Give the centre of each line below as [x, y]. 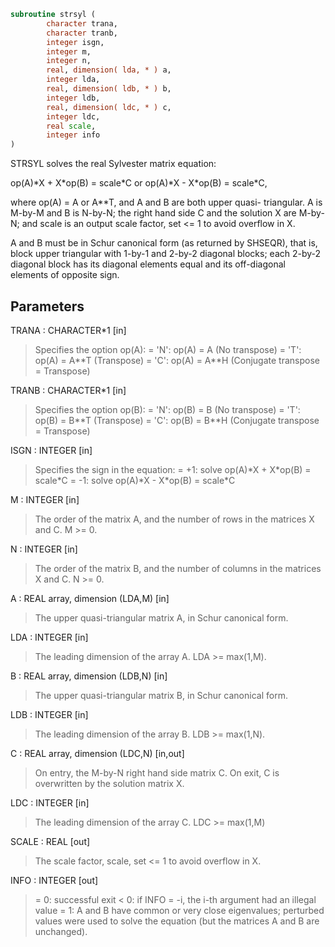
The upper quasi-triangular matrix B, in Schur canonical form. [161, 695]
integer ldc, [73, 116]
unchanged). [61, 931]
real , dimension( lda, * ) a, [109, 70]
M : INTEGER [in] [45, 499]
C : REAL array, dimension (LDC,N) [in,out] [97, 753]
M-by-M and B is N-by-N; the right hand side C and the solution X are [153, 213]
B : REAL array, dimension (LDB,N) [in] [89, 676]
